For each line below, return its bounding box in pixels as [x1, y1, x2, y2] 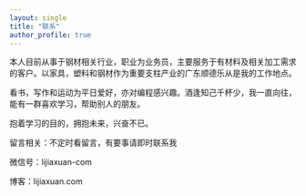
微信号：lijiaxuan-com [9, 157, 93, 168]
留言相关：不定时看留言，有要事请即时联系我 [9, 138, 178, 149]
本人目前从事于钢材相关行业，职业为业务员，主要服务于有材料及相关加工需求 [9, 57, 297, 67]
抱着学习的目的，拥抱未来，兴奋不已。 [9, 118, 153, 129]
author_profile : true [9, 30, 92, 39]
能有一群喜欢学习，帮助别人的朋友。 [9, 98, 146, 109]
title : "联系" [9, 22, 61, 31]
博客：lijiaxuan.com [9, 176, 84, 187]
